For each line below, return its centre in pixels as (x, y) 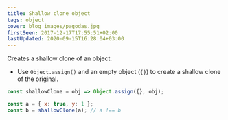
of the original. (37, 79)
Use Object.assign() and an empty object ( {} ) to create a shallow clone (119, 72)
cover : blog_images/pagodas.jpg (53, 26)
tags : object (26, 20)
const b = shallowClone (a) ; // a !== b (64, 110)
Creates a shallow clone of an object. (59, 58)
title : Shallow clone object (49, 13)
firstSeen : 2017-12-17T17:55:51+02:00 (62, 33)
